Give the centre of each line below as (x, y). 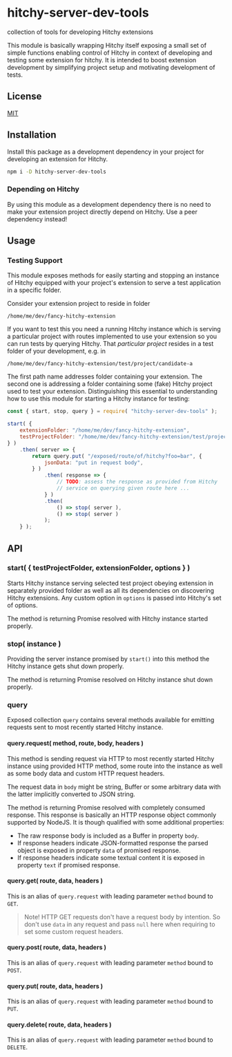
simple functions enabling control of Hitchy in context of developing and (110, 53)
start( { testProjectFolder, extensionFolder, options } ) (99, 568)
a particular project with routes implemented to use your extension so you (112, 336)
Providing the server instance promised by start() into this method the (108, 659)
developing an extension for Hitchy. (58, 159)
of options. (22, 605)
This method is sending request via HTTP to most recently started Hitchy (111, 758)
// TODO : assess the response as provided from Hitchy (137, 482)
